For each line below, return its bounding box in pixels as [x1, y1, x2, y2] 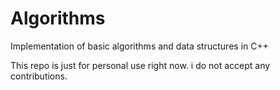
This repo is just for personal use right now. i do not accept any [10, 59, 271, 71]
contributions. [10, 70, 68, 82]
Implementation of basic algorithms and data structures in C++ [10, 40, 269, 52]
